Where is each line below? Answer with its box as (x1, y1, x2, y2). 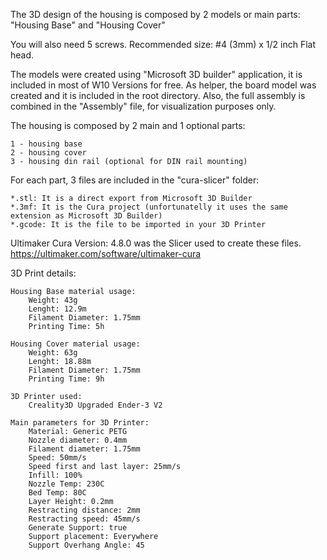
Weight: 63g (28, 348, 78, 358)
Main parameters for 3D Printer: (10, 418, 150, 428)
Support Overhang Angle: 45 (28, 540, 145, 550)
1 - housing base (10, 139, 83, 149)
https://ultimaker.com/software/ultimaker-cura (10, 248, 202, 259)
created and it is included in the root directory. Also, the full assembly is (10, 90, 306, 101)
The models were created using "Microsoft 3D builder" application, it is (10, 69, 303, 80)
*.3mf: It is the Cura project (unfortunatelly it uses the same (10, 202, 288, 212)
